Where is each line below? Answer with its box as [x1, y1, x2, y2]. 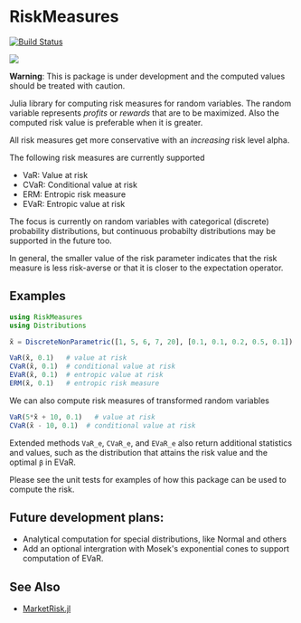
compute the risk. [9, 484, 75, 495]
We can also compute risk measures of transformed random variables [9, 395, 269, 406]
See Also [9, 579, 61, 594]
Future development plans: [9, 510, 165, 525]
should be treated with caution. [9, 80, 126, 91]
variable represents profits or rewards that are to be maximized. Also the [9, 107, 280, 118]
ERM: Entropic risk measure [22, 188, 127, 200]
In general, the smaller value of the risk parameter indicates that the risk [9, 252, 277, 263]
